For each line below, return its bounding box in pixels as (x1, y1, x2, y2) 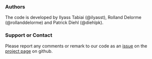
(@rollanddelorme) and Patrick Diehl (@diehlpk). (5, 20, 104, 25)
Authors (5, 3, 26, 10)
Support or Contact (5, 32, 53, 39)
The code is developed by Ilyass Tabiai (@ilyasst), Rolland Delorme (5, 15, 142, 20)
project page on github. (5, 48, 53, 54)
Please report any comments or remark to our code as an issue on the (5, 43, 148, 49)
